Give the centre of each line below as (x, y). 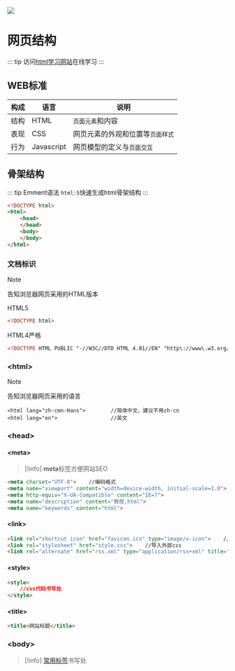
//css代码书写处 (41, 589)
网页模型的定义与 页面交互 (113, 147)
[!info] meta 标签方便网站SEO (66, 469)
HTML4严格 (24, 335)
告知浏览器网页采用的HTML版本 (53, 293)
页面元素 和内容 (95, 120)
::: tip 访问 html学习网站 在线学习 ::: (56, 61)
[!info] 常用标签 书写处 (55, 660)
